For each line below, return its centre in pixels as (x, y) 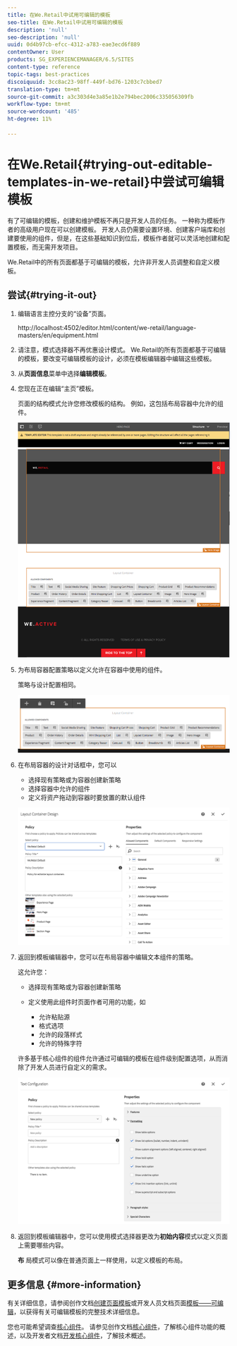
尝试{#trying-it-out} (52, 295)
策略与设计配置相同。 (48, 685)
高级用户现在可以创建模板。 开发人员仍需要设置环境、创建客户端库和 (119, 229)
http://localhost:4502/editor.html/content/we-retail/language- (107, 327)
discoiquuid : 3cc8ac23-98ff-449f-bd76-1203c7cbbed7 (85, 82)
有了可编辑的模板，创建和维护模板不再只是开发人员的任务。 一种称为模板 (113, 220)
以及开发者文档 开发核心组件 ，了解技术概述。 (84, 1335)
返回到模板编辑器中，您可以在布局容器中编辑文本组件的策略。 (107, 957)
